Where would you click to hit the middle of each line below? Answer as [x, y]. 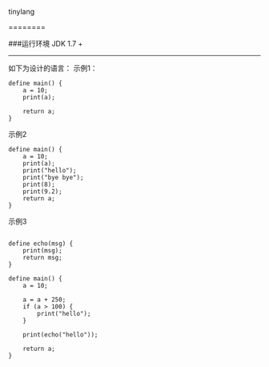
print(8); [39, 184]
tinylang [22, 12]
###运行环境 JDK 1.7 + [46, 44]
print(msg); [42, 251]
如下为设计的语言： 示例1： [53, 68]
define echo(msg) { [41, 244]
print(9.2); [42, 192]
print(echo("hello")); [60, 335]
